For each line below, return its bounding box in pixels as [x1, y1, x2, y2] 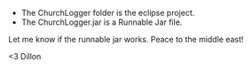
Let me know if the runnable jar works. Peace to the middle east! [8, 34, 244, 44]
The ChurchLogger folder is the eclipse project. [20, 8, 195, 18]
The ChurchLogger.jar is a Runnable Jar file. [20, 17, 183, 27]
